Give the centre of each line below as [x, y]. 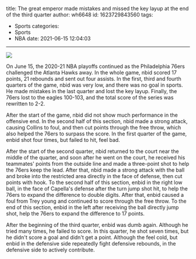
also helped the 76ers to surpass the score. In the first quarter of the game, [97, 134]
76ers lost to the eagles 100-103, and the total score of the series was [90, 97]
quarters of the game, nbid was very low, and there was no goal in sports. [94, 85]
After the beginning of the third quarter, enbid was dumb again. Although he [97, 225]
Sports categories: [37, 26]
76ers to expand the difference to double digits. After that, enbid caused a [95, 195]
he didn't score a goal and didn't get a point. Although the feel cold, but [92, 237]
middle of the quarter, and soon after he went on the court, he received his [96, 157]
